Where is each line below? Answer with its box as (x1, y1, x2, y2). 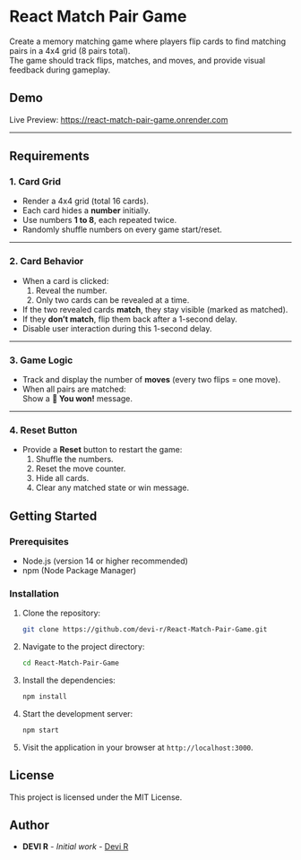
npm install (21, 692, 67, 701)
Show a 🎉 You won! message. (21, 393, 133, 404)
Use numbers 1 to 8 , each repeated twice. (21, 215, 177, 226)
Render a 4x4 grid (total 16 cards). (21, 195, 150, 207)
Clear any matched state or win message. (35, 482, 190, 494)
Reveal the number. (35, 285, 107, 296)
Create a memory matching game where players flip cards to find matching (9, 36, 287, 47)
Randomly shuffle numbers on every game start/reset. (21, 224, 222, 235)
